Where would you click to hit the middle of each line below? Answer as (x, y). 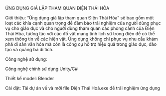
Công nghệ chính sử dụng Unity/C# (42, 69)
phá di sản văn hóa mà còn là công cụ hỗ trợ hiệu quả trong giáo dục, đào (81, 44)
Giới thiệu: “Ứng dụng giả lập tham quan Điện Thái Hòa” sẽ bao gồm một (80, 18)
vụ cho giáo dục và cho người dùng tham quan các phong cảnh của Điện (80, 28)
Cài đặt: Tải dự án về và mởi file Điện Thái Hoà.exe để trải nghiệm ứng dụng (83, 88)
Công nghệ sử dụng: (26, 59)
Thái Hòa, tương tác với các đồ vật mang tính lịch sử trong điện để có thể (80, 34)
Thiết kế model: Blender (30, 78)
